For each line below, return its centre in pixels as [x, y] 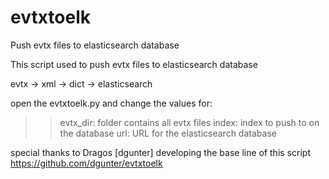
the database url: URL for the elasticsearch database [168, 133]
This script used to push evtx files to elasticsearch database [134, 64]
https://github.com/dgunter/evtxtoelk [86, 163]
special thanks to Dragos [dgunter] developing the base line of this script [160, 152]
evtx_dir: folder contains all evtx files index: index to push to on [189, 122]
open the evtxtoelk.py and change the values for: [111, 103]
